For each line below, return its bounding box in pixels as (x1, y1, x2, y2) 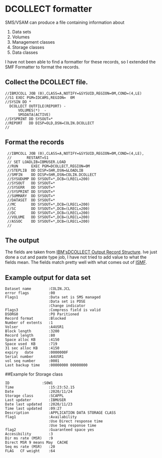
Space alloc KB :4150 (5, 337, 60, 343)
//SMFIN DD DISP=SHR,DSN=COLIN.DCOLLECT (7, 172, 97, 177)
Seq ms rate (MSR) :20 (5, 444, 55, 449)
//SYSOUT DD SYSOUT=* (7, 180, 55, 185)
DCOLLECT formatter (5, 3, 92, 15)
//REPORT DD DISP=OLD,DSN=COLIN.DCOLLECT (5, 120, 95, 126)
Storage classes (12, 44, 45, 50)
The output (5, 236, 40, 245)
